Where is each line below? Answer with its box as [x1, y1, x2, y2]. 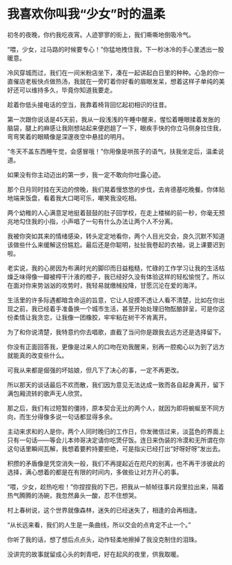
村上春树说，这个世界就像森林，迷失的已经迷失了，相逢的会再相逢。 [7, 506, 201, 514]
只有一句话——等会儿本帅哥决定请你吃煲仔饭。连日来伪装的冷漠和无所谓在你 [7, 436, 225, 444]
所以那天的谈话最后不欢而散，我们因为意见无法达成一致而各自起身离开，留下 [7, 380, 225, 389]
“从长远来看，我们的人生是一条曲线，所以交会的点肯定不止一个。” [7, 520, 191, 529]
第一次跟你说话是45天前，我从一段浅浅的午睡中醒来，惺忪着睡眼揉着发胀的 [7, 115, 221, 123]
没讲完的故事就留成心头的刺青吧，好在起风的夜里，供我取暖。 [7, 550, 183, 558]
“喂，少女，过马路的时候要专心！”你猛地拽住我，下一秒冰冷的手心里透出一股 [7, 45, 224, 53]
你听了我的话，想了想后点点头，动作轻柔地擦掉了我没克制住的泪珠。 [7, 535, 201, 544]
